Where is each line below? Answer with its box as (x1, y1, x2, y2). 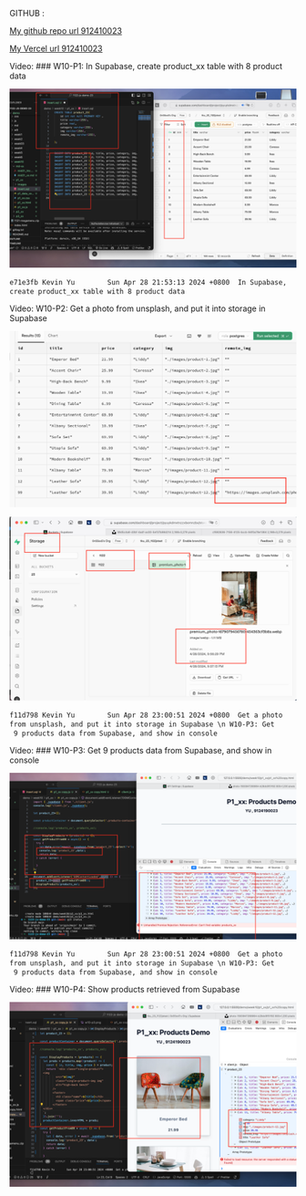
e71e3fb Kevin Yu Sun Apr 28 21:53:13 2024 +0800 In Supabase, (9, 278, 287, 287)
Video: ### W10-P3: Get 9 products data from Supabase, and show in (9, 744, 272, 755)
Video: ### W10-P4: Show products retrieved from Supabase (9, 984, 240, 995)
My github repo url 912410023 (9, 26, 123, 36)
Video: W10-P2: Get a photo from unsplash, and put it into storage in (9, 303, 266, 314)
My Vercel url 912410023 (9, 43, 103, 54)
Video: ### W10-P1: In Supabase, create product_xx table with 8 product (9, 61, 282, 71)
